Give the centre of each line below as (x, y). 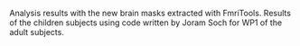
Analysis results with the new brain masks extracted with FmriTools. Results (150, 13)
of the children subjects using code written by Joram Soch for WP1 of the (146, 23)
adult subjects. (37, 32)
